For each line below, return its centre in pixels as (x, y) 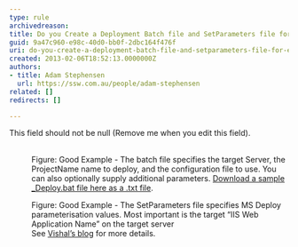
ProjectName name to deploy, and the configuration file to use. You (154, 169)
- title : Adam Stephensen (57, 76)
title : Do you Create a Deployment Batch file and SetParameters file (142, 34)
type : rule (29, 17)
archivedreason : (39, 26)
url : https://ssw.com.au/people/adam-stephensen (109, 84)
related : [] (31, 92)
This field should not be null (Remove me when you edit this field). (130, 133)
